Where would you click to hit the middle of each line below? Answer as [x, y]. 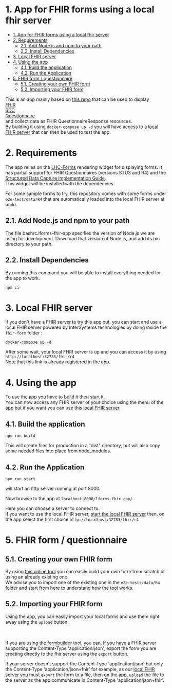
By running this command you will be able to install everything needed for [83, 272]
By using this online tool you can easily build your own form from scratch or [85, 571]
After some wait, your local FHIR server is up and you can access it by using [86, 352]
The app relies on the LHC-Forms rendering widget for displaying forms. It [84, 167]
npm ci [12, 287]
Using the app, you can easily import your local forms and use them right [82, 616]
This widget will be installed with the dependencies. [60, 183]
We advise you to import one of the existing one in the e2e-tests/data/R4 [83, 582]
